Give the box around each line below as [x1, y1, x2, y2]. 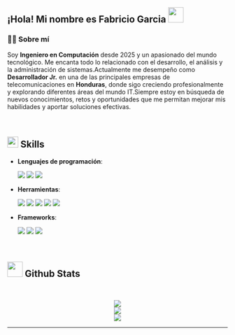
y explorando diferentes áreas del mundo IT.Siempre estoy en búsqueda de [7, 87, 225, 96]
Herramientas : [17, 185, 61, 193]
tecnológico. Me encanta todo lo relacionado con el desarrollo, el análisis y [7, 57, 223, 66]
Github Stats [24, 267, 80, 280]
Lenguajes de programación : [17, 157, 103, 165]
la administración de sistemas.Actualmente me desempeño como [7, 65, 196, 73]
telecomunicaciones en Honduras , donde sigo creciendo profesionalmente [7, 80, 224, 88]
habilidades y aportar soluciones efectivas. [7, 102, 131, 111]
